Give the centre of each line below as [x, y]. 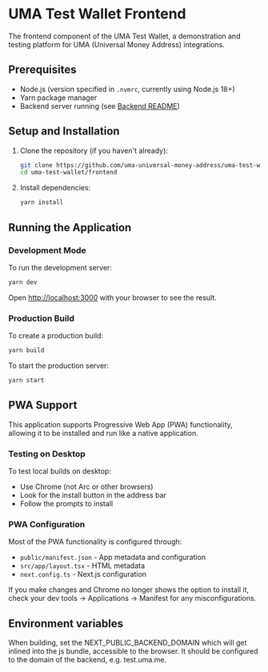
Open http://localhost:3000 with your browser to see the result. [113, 298]
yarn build [26, 350]
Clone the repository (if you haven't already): [94, 150]
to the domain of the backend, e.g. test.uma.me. [88, 660]
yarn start [26, 380]
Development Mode [47, 250]
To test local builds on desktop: [60, 471]
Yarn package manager [58, 98]
